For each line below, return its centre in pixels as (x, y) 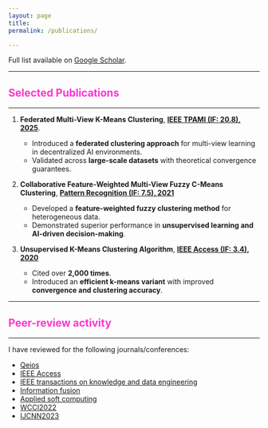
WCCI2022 (38, 407)
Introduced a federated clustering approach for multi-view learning (144, 144)
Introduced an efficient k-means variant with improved (122, 282)
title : (19, 23)
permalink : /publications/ (53, 30)
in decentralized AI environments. (87, 152)
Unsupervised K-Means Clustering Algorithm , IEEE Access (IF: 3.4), (134, 249)
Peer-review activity (60, 323)
